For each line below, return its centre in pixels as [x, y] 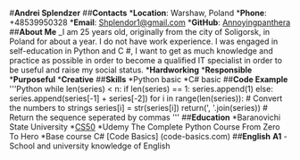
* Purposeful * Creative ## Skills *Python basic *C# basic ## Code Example [149, 79]
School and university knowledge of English [90, 146]
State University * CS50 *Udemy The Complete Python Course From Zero [145, 127]
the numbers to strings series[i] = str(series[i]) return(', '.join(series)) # [138, 108]
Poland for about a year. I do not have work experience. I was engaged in [144, 41]
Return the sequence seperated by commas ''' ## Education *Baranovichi [145, 117]
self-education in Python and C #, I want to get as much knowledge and [142, 51]
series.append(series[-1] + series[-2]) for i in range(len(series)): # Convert [146, 98]
